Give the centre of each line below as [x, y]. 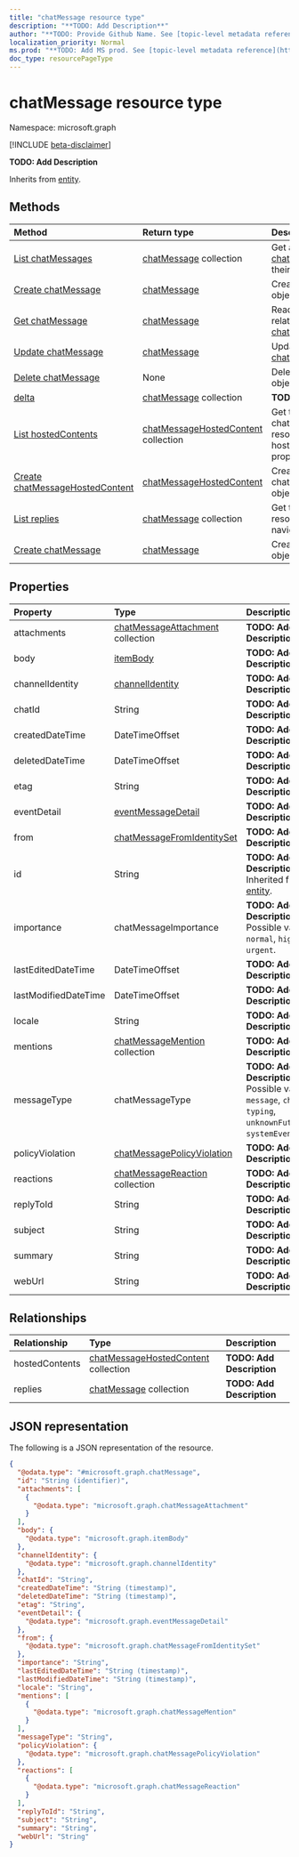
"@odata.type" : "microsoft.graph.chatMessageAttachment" [141, 1506]
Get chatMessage [51, 320]
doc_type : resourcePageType [61, 59]
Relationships [48, 1318]
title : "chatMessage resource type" [77, 17]
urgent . [261, 949]
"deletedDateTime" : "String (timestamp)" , [97, 1597]
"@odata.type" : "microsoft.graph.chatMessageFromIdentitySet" [143, 1646]
